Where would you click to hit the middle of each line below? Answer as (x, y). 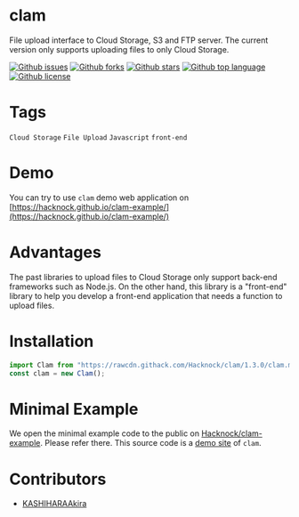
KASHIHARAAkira (54, 504)
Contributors (58, 479)
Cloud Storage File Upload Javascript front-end (98, 137)
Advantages (56, 252)
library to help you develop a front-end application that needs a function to (146, 295)
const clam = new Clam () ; (57, 373)
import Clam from (41, 365)
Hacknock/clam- (232, 433)
